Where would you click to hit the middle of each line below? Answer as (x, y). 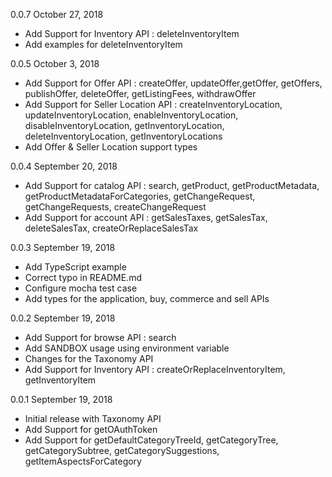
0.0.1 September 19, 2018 (61, 399)
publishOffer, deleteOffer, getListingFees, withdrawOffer (140, 93)
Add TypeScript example (75, 267)
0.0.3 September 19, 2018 (63, 247)
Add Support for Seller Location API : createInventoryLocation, (153, 104)
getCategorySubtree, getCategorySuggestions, (122, 450)
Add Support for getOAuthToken (91, 429)
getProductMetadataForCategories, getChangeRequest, (140, 196)
